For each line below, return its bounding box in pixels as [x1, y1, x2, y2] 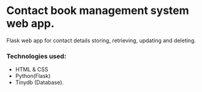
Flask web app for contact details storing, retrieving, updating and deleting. [6, 37, 196, 44]
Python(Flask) [15, 73, 51, 80]
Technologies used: [6, 52, 67, 60]
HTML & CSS [15, 66, 48, 73]
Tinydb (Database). [15, 79, 64, 86]
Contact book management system [6, 4, 190, 18]
